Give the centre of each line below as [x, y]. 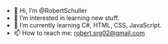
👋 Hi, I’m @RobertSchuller [50, 11]
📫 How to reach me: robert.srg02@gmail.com [79, 33]
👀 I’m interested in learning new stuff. [66, 18]
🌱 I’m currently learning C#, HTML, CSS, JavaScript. [87, 25]
